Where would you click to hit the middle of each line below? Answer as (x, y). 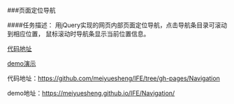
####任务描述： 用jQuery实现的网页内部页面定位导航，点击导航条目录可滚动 (117, 25)
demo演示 (22, 64)
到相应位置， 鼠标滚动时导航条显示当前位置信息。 (79, 34)
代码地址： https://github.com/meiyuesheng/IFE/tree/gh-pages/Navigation (114, 78)
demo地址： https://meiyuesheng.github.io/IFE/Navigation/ (91, 93)
